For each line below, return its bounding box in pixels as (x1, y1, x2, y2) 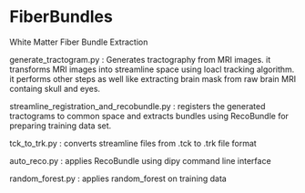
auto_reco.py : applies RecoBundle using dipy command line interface (9, 155, 271, 166)
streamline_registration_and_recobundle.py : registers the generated (9, 100, 266, 111)
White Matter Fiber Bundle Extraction (9, 36, 148, 47)
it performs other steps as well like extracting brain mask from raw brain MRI (9, 73, 297, 84)
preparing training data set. (9, 120, 112, 131)
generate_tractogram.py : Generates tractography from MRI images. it (9, 54, 271, 65)
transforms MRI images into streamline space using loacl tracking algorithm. (9, 64, 295, 75)
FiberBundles (9, 6, 114, 27)
